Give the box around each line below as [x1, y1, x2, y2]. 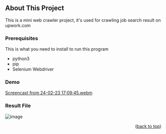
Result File [5, 102, 31, 109]
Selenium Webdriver [12, 67, 54, 72]
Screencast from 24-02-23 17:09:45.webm [5, 90, 93, 96]
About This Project [5, 4, 64, 12]
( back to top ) [135, 123, 162, 129]
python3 [12, 56, 30, 62]
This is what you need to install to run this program [5, 46, 109, 52]
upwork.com [5, 22, 31, 28]
